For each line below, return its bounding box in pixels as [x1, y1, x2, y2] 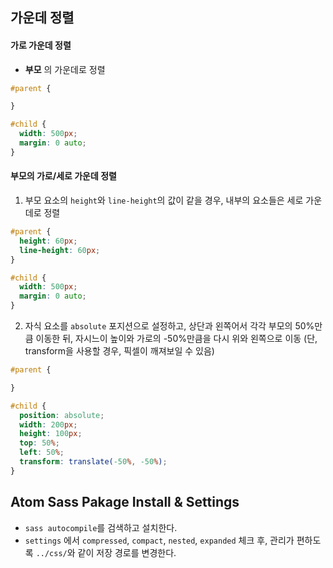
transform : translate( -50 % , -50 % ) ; [19, 457, 168, 467]
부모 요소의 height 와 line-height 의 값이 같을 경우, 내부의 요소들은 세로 [24, 194, 304, 207]
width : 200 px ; [19, 419, 78, 430]
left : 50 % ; [19, 448, 65, 458]
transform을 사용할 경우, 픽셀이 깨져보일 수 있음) [24, 345, 215, 357]
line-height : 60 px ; [19, 245, 101, 255]
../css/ [35, 548, 68, 558]
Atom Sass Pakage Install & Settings [10, 494, 240, 511]
